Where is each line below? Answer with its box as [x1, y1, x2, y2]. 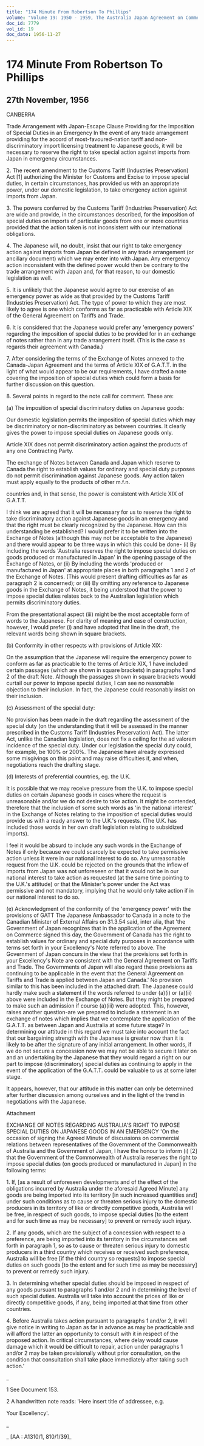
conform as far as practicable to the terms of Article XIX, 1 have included [6, 660, 188, 668]
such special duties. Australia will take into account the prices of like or [6, 1293, 184, 1300]
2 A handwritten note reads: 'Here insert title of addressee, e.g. [6, 1398, 165, 1405]
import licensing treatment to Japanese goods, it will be [43, 142, 183, 150]
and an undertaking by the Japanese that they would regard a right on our [6, 1054, 191, 1061]
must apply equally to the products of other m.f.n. [6, 479, 131, 486]
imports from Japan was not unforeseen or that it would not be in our [6, 868, 179, 875]
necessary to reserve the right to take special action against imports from [6, 148, 190, 156]
